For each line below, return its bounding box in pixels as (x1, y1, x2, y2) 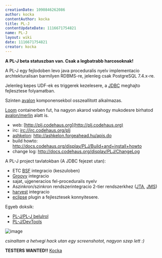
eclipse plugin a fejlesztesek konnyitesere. (12, 194, 99, 200)
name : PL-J (5, 30, 28, 35)
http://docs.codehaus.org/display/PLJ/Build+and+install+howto (12, 143, 142, 149)
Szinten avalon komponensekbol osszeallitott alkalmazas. (5, 97, 123, 103)
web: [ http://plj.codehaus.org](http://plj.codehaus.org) (12, 122, 124, 128)
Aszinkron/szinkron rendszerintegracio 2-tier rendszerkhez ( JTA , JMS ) (12, 183, 158, 189)
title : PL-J (5, 21, 30, 26)
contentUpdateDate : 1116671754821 (5, 26, 77, 31)
